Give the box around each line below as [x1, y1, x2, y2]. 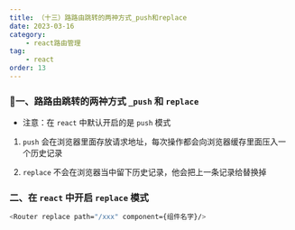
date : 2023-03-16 [9, 22, 75, 31]
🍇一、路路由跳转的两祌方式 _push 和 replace [9, 95, 199, 107]
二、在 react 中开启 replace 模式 [9, 191, 149, 204]
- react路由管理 [25, 38, 81, 48]
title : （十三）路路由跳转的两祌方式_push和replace [9, 13, 188, 23]
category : [9, 30, 47, 39]
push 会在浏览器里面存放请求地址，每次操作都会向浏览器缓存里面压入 [22, 136, 279, 147]
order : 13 [9, 64, 47, 73]
